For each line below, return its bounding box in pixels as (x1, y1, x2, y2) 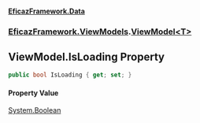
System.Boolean (8, 106, 61, 115)
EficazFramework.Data (8, 6, 85, 16)
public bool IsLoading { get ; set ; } (8, 71, 132, 79)
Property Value (8, 88, 59, 98)
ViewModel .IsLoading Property (8, 50, 165, 63)
